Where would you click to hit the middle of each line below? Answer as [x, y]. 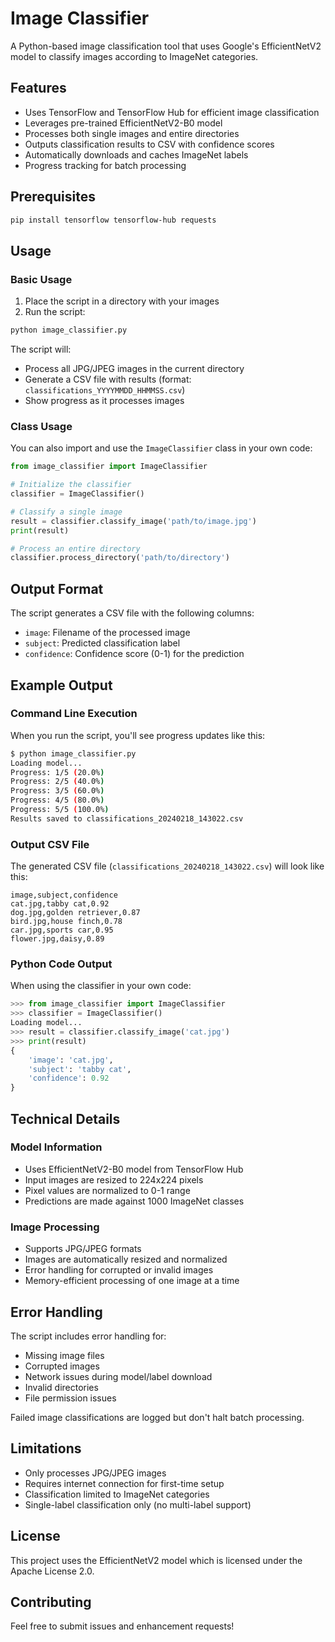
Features [38, 88]
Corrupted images [62, 1366]
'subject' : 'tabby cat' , [80, 1069]
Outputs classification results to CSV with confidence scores [149, 144]
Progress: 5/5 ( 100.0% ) [60, 810]
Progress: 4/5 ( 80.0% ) [57, 800]
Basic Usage [41, 279]
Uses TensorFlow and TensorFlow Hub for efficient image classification [172, 112]
